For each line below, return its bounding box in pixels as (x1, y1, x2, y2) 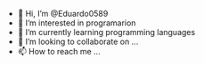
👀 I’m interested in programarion (17, 18, 136, 28)
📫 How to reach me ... (17, 47, 101, 56)
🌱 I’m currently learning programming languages (17, 27, 196, 37)
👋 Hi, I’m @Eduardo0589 (17, 9, 109, 18)
